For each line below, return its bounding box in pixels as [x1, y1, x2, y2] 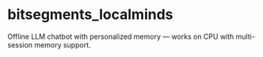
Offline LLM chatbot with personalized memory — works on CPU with [7, 32, 234, 41]
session [7, 40, 33, 49]
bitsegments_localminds [7, 6, 173, 24]
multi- [235, 32, 255, 41]
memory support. [34, 40, 92, 49]
